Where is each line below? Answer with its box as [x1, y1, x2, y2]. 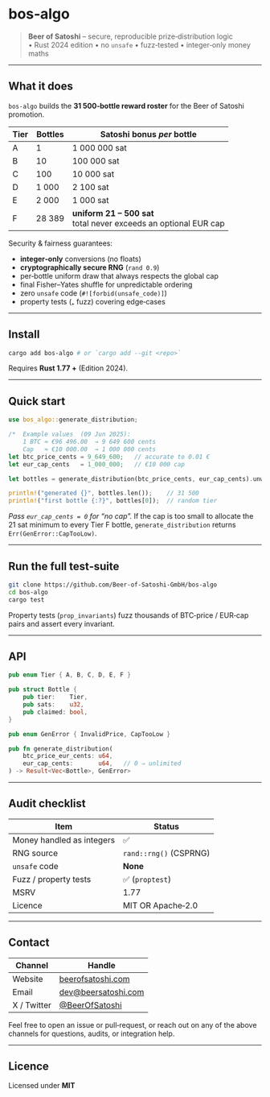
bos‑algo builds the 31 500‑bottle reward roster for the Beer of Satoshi [8, 101, 245, 110]
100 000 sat [72, 155, 120, 166]
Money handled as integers [12, 834, 115, 846]
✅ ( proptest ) [122, 873, 171, 884]
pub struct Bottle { [8, 685, 78, 693]
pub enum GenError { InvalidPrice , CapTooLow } [8, 730, 171, 738]
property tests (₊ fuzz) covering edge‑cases [19, 296, 166, 306]
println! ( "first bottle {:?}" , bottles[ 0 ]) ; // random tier [8, 497, 218, 505]
